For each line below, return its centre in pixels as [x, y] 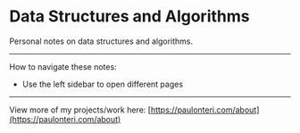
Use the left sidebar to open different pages [103, 84]
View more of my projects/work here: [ [80, 110]
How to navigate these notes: [63, 66]
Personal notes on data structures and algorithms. [101, 41]
